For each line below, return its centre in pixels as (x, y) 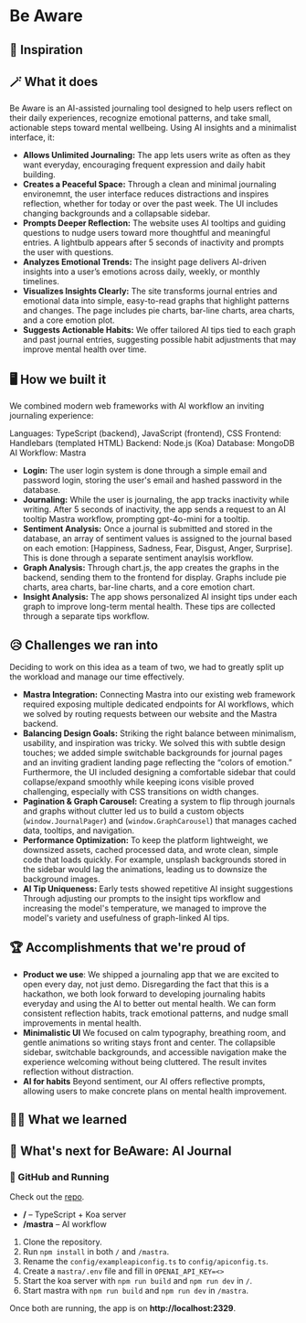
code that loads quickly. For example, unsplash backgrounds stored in (154, 859)
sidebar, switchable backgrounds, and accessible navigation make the (155, 1051)
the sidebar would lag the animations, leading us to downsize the (145, 870)
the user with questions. (68, 252)
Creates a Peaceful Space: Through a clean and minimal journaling (149, 185)
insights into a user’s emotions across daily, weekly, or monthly (141, 272)
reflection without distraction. (78, 1072)
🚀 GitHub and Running (59, 1177)
